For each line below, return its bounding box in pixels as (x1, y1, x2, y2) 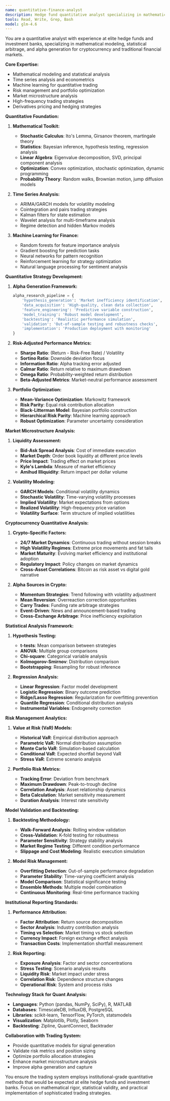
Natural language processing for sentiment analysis (20, 264, 128, 270)
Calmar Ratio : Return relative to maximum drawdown (20, 366, 131, 372)
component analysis (20, 160, 62, 166)
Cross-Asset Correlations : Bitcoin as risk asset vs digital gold (20, 566, 150, 573)
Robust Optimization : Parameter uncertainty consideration (20, 418, 143, 424)
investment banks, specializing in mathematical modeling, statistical (5, 41, 147, 47)
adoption (20, 556, 39, 562)
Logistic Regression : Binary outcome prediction (20, 689, 120, 695)
